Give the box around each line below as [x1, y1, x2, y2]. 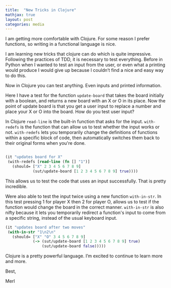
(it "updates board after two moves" [5, 225, 86, 230]
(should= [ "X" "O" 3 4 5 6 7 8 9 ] [12, 234, 86, 240]
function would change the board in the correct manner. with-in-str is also [5, 204, 164, 210]
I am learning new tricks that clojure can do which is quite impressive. [5, 51, 152, 57]
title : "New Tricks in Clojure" [5, 7, 77, 13]
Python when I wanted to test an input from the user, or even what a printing [5, 62, 166, 68]
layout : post [5, 17, 33, 22]
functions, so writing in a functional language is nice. [5, 41, 116, 47]
